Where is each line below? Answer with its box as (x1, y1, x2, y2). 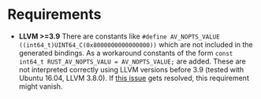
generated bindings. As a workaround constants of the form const (18, 48, 233, 57)
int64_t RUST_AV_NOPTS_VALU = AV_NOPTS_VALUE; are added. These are (18, 57, 246, 66)
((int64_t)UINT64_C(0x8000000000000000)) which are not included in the (18, 39, 253, 49)
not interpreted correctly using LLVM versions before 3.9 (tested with (18, 64, 244, 74)
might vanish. (18, 81, 63, 91)
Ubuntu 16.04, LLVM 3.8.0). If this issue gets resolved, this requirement (18, 73, 249, 82)
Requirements (7, 5, 102, 24)
